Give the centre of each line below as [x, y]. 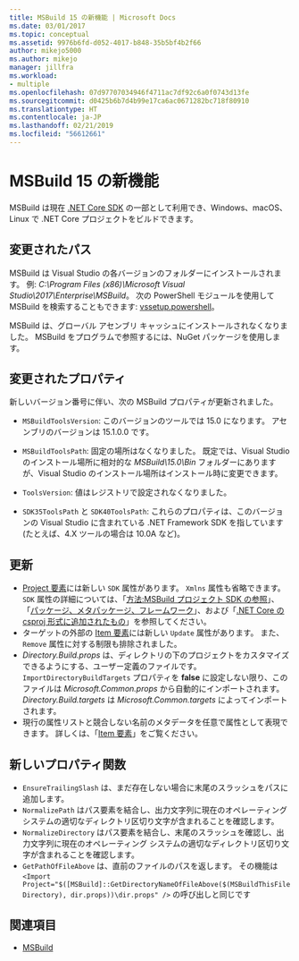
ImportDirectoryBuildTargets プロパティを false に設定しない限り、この [155, 677]
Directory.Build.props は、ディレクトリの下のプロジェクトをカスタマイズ [156, 655]
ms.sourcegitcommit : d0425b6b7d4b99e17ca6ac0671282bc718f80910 [129, 101]
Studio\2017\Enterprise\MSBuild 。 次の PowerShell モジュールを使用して [142, 295]
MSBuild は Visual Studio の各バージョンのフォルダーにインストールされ [141, 273]
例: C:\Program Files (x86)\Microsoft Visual [106, 284]
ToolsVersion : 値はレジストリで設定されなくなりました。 [127, 492]
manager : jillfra [42, 68]
